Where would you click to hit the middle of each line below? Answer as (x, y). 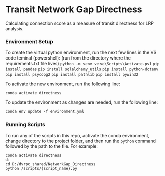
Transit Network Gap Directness (74, 9)
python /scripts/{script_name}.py (42, 168)
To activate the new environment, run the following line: (63, 84)
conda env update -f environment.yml (45, 112)
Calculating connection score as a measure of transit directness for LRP (80, 23)
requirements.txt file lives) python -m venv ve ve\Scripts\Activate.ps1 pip (82, 64)
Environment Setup (29, 41)
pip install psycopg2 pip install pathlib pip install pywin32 (72, 75)
